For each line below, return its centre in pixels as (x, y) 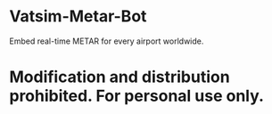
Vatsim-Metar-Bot (78, 16)
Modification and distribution (120, 77)
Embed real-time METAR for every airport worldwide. (107, 41)
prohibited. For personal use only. (137, 96)
